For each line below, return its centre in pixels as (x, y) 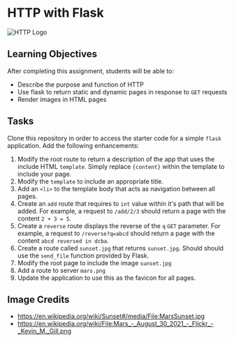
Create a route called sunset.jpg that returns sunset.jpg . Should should (120, 248)
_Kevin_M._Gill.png (44, 331)
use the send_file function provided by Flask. (83, 255)
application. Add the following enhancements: (73, 145)
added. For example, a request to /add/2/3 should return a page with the (122, 211)
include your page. (44, 174)
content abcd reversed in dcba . (63, 240)
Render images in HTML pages (62, 99)
